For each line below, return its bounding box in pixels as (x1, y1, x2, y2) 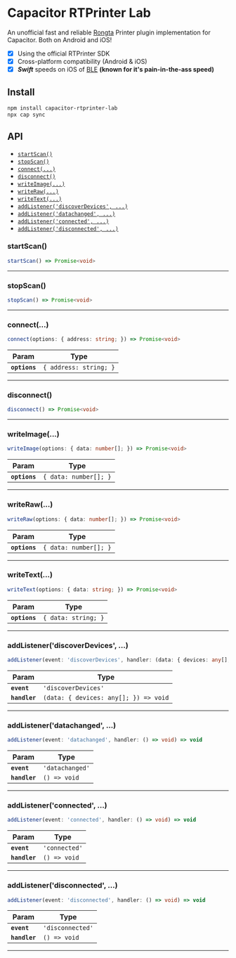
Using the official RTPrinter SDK (17, 49, 110, 58)
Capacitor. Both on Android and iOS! (7, 35, 112, 44)
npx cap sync (7, 111, 46, 118)
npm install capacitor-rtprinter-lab (7, 104, 118, 112)
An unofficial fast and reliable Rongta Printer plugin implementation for (7, 28, 211, 37)
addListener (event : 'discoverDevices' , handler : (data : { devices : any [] (7, 656, 228, 664)
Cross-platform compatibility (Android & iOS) (17, 58, 147, 65)
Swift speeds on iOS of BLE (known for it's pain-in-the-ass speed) (17, 65, 214, 74)
